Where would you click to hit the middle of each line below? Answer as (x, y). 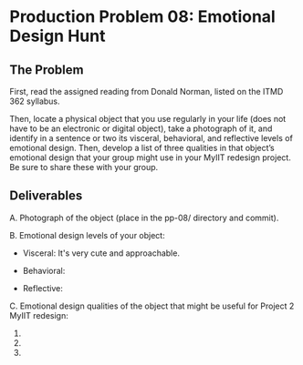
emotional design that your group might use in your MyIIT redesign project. (151, 157)
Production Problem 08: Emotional (142, 17)
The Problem (47, 70)
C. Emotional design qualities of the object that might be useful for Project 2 (152, 306)
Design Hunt (57, 36)
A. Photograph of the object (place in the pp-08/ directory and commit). (144, 218)
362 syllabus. (35, 101)
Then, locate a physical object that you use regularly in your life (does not (148, 119)
